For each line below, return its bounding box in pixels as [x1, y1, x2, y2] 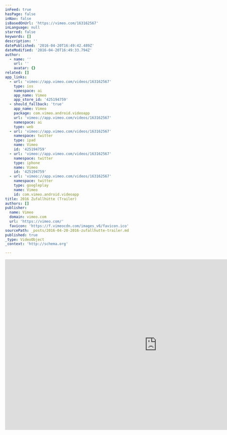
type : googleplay [14, 183, 49, 188]
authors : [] [5, 201, 29, 206]
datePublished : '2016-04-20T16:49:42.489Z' [5, 43, 95, 48]
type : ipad [14, 138, 36, 143]
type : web [14, 124, 34, 129]
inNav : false [5, 16, 32, 21]
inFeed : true [5, 7, 32, 12]
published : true [5, 232, 38, 238]
